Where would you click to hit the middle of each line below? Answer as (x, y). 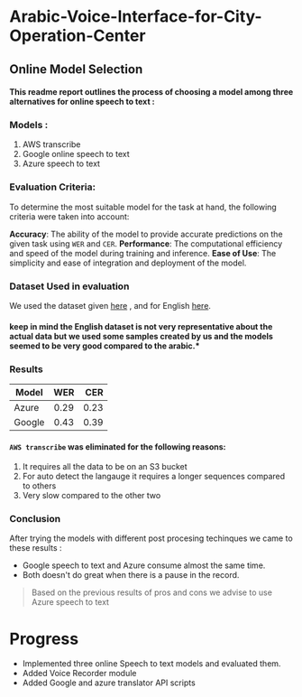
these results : (36, 548)
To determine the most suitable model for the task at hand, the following (143, 207)
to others (39, 486)
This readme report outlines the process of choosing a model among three (151, 92)
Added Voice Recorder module (79, 674)
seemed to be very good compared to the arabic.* (105, 346)
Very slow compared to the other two (92, 496)
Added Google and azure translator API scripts (109, 683)
